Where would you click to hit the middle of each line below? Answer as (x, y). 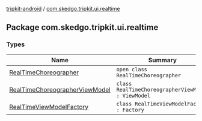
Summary (163, 60)
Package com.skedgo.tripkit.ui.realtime (82, 27)
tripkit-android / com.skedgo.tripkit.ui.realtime (63, 9)
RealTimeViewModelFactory (49, 107)
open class (132, 69)
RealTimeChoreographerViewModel (60, 89)
